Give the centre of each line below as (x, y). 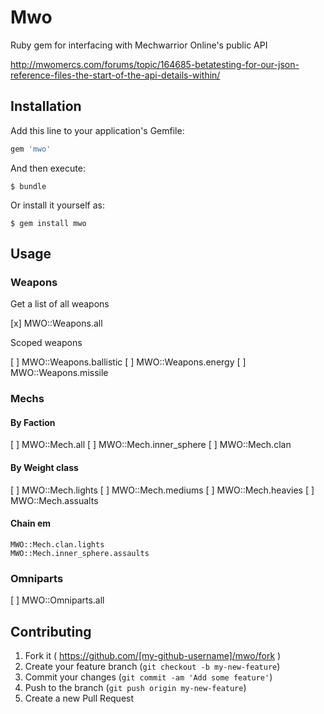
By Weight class (44, 468)
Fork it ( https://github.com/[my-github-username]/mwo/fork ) (153, 655)
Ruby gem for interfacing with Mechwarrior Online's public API (139, 45)
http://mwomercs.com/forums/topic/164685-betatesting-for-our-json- (155, 64)
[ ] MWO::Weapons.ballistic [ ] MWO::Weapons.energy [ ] (128, 362)
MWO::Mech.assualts (54, 500)
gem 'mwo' (31, 149)
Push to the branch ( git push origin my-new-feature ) (135, 687)
